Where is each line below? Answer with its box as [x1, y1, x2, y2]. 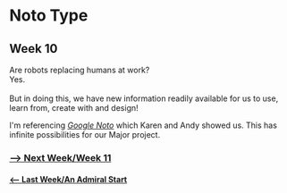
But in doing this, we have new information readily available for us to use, [9, 93, 279, 104]
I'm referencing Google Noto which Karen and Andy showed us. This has [9, 120, 277, 130]
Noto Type [9, 5, 89, 26]
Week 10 [9, 41, 58, 56]
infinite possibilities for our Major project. [9, 130, 161, 139]
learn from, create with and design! [9, 103, 139, 113]
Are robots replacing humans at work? [9, 64, 150, 75]
